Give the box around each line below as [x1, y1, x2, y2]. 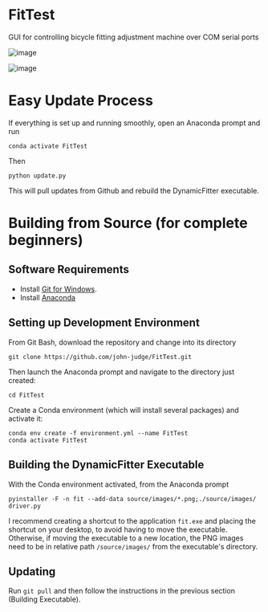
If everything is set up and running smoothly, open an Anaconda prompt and [8, 118, 261, 128]
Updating [8, 565, 56, 578]
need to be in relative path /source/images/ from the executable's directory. [8, 541, 258, 551]
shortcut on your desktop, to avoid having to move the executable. [8, 524, 228, 534]
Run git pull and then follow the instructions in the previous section [8, 586, 235, 596]
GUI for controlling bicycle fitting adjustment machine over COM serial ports [8, 32, 259, 42]
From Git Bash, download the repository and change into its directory [8, 337, 237, 347]
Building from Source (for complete [8, 214, 248, 232]
